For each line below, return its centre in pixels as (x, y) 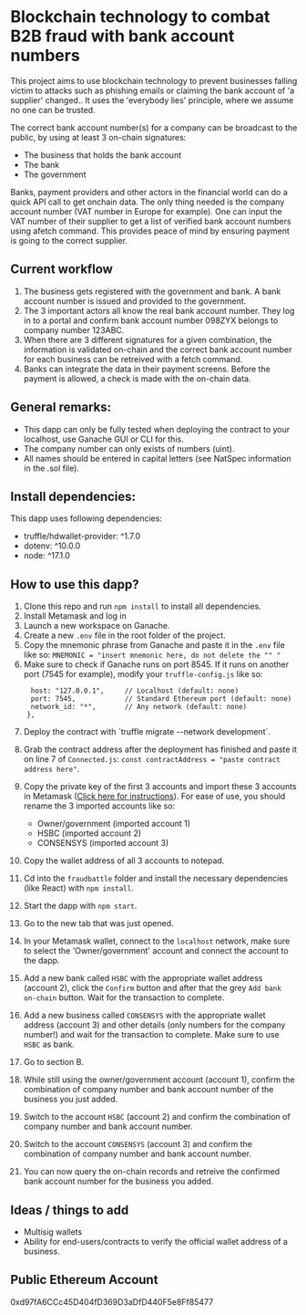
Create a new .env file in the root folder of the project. (124, 635)
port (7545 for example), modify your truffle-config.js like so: (143, 674)
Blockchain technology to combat (140, 17)
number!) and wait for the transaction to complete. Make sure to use (152, 1035)
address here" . (51, 769)
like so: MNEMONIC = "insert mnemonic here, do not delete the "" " (152, 655)
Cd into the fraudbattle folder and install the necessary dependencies (156, 879)
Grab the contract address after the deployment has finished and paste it (160, 749)
